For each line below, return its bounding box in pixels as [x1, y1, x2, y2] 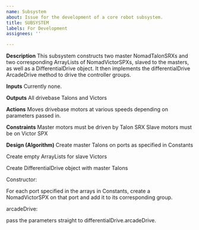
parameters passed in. [6, 112, 61, 119]
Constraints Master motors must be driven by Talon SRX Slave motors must [6, 124, 192, 131]
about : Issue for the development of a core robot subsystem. [6, 14, 163, 20]
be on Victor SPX [6, 130, 48, 137]
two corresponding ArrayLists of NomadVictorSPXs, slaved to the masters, [6, 59, 189, 66]
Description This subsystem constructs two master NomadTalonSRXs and [6, 52, 188, 59]
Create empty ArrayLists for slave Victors [6, 153, 108, 160]
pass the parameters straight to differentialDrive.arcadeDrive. [6, 217, 156, 224]
